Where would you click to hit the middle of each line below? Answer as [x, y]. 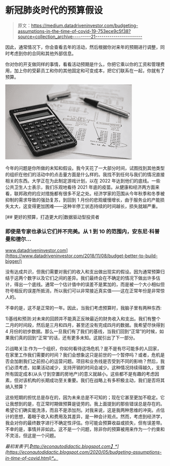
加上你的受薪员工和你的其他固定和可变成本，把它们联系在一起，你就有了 [89, 70]
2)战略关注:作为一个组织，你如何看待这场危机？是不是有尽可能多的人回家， [83, 349]
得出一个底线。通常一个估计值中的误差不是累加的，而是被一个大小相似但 [89, 285]
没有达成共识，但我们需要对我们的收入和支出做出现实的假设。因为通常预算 [83, 272]
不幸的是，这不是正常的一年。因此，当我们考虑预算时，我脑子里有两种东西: [83, 308]
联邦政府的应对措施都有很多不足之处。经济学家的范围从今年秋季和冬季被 [89, 193]
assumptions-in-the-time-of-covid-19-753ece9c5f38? [74, 31]
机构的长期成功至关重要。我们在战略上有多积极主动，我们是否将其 [96, 380]
